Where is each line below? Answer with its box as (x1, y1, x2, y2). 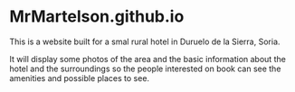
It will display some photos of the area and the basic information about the (9, 53, 287, 64)
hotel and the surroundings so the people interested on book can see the (9, 63, 281, 74)
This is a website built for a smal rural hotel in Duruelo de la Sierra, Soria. (9, 36, 281, 47)
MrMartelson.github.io (9, 6, 185, 27)
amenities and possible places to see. (9, 72, 150, 83)
